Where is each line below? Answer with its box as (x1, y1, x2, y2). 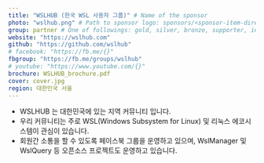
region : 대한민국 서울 (8, 84, 73, 92)
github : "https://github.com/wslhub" (8, 41, 132, 49)
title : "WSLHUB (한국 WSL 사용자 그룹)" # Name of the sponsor (8, 11, 208, 20)
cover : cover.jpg (8, 77, 65, 85)
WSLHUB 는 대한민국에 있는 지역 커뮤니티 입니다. (19, 107, 171, 116)
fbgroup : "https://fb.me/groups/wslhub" (8, 56, 143, 63)
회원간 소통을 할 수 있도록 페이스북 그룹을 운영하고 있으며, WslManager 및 (19, 136, 247, 146)
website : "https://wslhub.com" (8, 33, 111, 42)
